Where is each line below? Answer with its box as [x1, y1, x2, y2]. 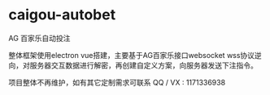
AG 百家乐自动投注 [8, 33, 71, 43]
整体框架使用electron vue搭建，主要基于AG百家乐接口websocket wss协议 [8, 50, 255, 60]
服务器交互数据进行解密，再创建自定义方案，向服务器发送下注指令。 [29, 60, 258, 70]
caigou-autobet [8, 6, 116, 24]
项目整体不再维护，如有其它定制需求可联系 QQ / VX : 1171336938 [8, 77, 226, 87]
